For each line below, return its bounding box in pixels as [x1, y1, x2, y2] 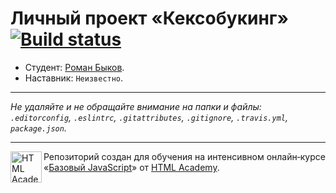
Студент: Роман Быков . [24, 61, 125, 73]
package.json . [10, 122, 67, 134]
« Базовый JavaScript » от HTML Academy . [43, 161, 220, 173]
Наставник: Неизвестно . [24, 72, 124, 84]
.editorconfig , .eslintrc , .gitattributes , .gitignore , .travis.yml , [10, 111, 288, 123]
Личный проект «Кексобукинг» [10, 7, 289, 30]
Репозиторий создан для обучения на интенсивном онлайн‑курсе [43, 150, 326, 162]
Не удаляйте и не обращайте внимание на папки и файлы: [10, 100, 262, 112]
